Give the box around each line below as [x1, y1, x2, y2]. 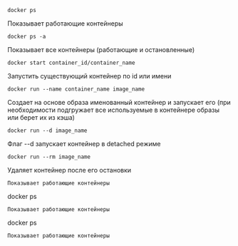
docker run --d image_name [7, 127, 88, 134]
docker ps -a [7, 33, 46, 40]
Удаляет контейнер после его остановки [7, 166, 132, 174]
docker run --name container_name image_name [7, 86, 145, 93]
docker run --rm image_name [7, 153, 91, 160]
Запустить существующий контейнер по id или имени [7, 72, 172, 80]
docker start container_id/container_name [7, 59, 135, 66]
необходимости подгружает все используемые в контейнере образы [7, 106, 219, 114]
